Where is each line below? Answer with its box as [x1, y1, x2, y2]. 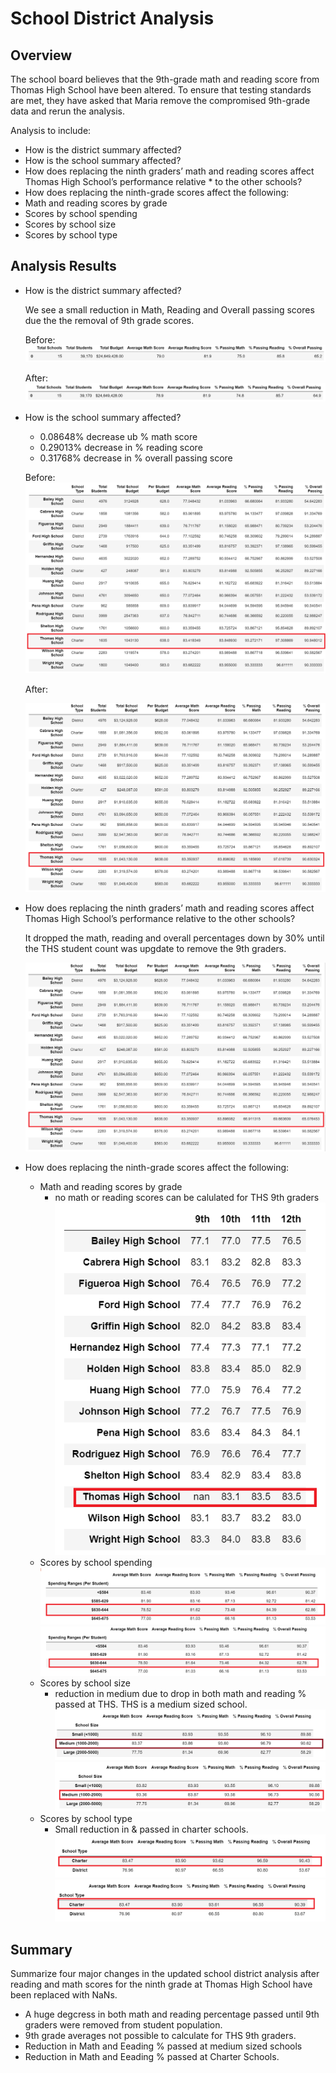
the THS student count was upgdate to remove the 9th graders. [24, 942, 287, 954]
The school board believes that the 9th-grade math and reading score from [10, 73, 320, 85]
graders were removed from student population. [24, 2019, 223, 2031]
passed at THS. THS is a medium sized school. [54, 1698, 248, 1711]
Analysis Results [10, 258, 117, 275]
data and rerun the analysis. [10, 105, 125, 117]
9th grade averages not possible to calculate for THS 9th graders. [24, 2030, 297, 2042]
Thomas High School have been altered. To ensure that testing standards [10, 84, 312, 96]
